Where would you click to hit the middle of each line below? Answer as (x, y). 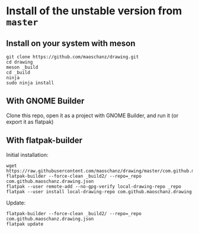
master (22, 22)
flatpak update (25, 224)
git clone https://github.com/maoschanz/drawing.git (73, 57)
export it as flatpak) (30, 122)
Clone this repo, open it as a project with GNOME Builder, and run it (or (92, 115)
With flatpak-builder (44, 141)
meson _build (22, 67)
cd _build (18, 73)
